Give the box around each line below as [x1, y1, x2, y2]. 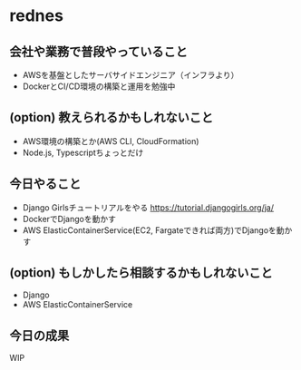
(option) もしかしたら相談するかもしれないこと [9, 265, 274, 281]
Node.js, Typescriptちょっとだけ [22, 147, 144, 158]
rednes [9, 5, 63, 26]
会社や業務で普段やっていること [9, 44, 188, 59]
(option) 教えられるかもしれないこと [9, 110, 214, 125]
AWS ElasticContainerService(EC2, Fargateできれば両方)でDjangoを [22, 224, 277, 236]
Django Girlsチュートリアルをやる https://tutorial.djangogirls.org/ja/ [22, 201, 275, 213]
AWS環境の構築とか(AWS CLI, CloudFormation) [22, 135, 199, 146]
